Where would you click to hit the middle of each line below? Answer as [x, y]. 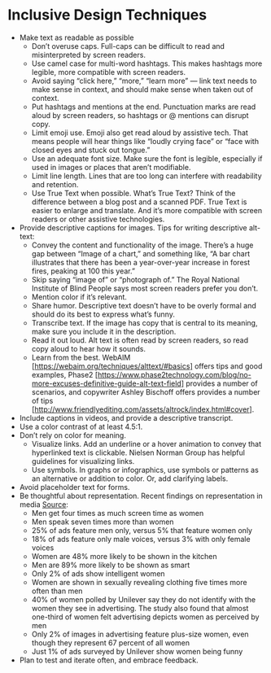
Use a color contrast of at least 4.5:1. [81, 426]
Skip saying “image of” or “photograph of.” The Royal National [135, 279]
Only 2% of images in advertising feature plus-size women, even [140, 634]
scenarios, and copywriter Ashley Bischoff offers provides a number [146, 391]
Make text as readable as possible [76, 37]
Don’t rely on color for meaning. [73, 435]
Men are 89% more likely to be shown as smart [111, 565]
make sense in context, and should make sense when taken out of [142, 89]
